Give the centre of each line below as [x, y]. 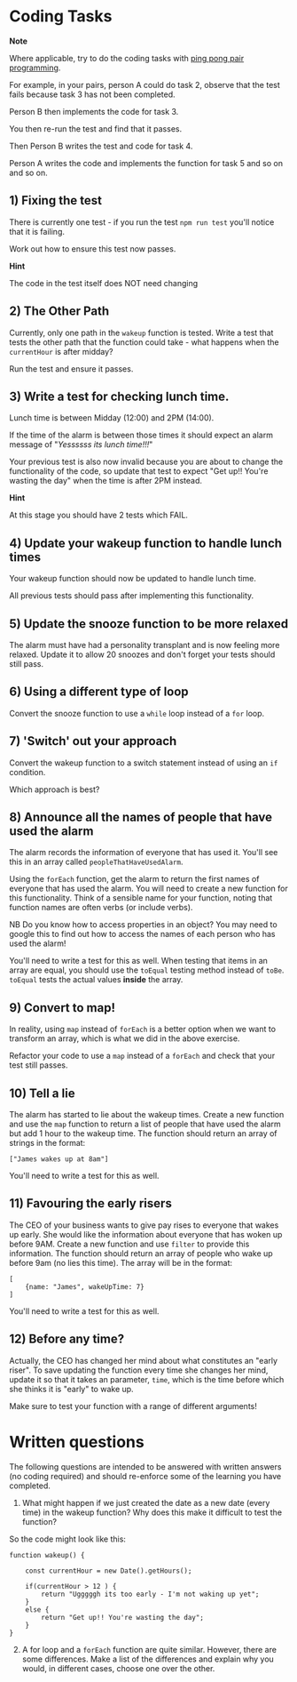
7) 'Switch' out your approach [93, 741]
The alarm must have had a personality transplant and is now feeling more [145, 645]
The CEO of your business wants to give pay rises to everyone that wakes [144, 1225]
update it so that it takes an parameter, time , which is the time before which [147, 1379]
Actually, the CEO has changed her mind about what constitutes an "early [143, 1360]
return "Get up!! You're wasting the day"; [122, 1617]
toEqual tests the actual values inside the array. [96, 980]
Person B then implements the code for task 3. [94, 111]
